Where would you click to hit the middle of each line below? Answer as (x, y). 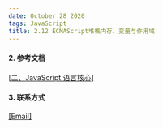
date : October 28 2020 (47, 16)
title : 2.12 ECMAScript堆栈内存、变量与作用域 (82, 31)
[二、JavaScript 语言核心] (51, 77)
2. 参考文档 (27, 58)
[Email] (20, 116)
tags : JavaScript (38, 23)
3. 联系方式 (27, 97)
